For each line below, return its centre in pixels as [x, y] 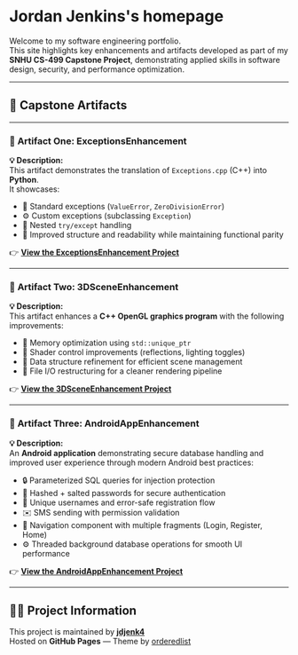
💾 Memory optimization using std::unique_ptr [106, 343]
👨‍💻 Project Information [73, 611]
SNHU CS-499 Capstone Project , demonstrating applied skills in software [145, 59]
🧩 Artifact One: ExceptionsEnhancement [98, 141]
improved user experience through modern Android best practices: [132, 462]
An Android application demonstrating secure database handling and [137, 453]
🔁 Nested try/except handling [77, 225]
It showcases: [35, 189]
